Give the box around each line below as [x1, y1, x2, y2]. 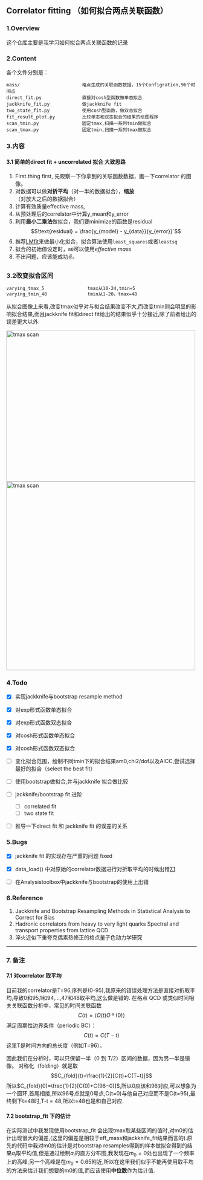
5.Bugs [6, 838, 28, 846]
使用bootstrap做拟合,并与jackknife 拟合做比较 [14, 778, 129, 785]
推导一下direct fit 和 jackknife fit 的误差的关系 [14, 822, 128, 830]
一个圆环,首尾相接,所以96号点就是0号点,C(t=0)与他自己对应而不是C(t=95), [6, 1090, 190, 1097]
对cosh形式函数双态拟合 [14, 744, 76, 752]
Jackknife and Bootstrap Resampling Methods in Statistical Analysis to [14, 907, 190, 914]
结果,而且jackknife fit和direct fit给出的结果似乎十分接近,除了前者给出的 [22, 311, 197, 318]
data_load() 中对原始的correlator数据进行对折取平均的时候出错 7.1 [14, 865, 176, 872]
